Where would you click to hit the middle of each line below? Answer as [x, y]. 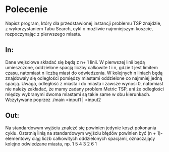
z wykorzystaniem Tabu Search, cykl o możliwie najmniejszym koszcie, [79, 28]
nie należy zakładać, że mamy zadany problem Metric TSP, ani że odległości [84, 89]
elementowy [18, 138]
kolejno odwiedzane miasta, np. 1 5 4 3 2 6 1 [51, 144]
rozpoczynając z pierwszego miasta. [43, 34]
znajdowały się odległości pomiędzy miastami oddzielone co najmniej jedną [84, 78]
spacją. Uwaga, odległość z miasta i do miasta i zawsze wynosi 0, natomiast [84, 83]
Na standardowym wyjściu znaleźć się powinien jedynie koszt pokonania [81, 128]
